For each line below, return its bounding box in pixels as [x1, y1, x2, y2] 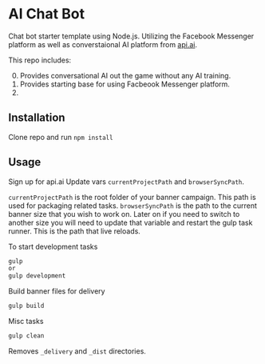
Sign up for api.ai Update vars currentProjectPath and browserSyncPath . [8, 177, 245, 186]
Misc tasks [8, 317, 44, 326]
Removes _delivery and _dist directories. [8, 346, 146, 356]
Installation [8, 111, 65, 125]
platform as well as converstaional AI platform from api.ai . [8, 39, 198, 49]
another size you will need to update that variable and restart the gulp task [8, 218, 253, 227]
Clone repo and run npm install [8, 132, 113, 142]
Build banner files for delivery [8, 286, 105, 296]
